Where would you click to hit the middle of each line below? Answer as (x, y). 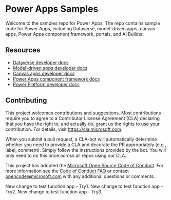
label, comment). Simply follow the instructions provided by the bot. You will (85, 150)
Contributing (26, 101)
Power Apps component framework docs (56, 79)
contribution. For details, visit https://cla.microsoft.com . (64, 129)
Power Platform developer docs (46, 84)
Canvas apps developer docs (44, 73)
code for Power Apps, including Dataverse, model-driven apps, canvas (80, 28)
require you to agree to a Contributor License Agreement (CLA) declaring (83, 118)
